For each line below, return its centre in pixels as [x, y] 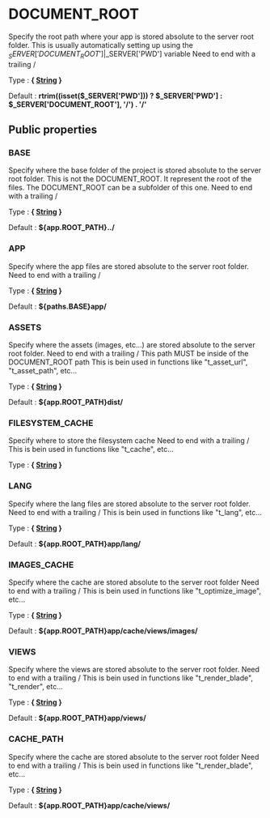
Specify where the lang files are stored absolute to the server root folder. [129, 504]
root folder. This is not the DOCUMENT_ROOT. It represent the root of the [130, 179]
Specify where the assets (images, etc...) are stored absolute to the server [132, 345]
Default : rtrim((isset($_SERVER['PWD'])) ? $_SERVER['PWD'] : [116, 96]
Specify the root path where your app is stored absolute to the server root [131, 36]
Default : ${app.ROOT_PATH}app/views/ [78, 718]
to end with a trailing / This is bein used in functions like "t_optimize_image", [135, 590]
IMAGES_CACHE [41, 565]
